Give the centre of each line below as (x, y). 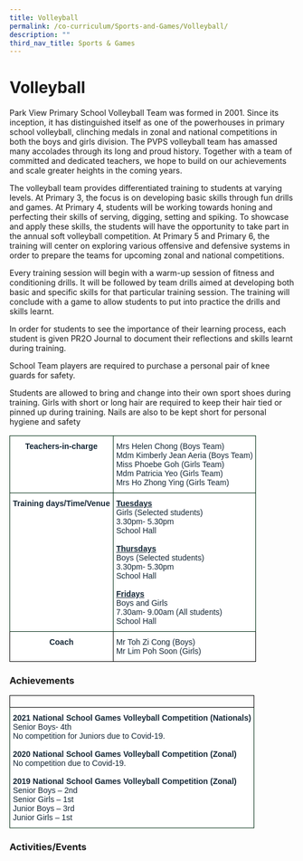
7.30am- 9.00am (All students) (170, 612)
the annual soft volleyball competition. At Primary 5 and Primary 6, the (139, 236)
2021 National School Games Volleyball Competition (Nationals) (132, 718)
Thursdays (136, 549)
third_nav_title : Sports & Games (72, 43)
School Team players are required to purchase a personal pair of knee (140, 366)
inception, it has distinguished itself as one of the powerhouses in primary (147, 122)
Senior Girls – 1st (43, 799)
